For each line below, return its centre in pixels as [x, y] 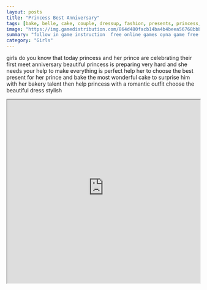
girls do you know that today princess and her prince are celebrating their [99, 58]
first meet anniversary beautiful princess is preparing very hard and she [97, 64]
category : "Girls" [30, 40]
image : [15, 29]
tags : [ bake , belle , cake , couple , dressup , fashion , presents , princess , [104, 23]
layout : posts [24, 12]
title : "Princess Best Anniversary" [53, 18]
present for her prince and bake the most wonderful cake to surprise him [98, 77]
